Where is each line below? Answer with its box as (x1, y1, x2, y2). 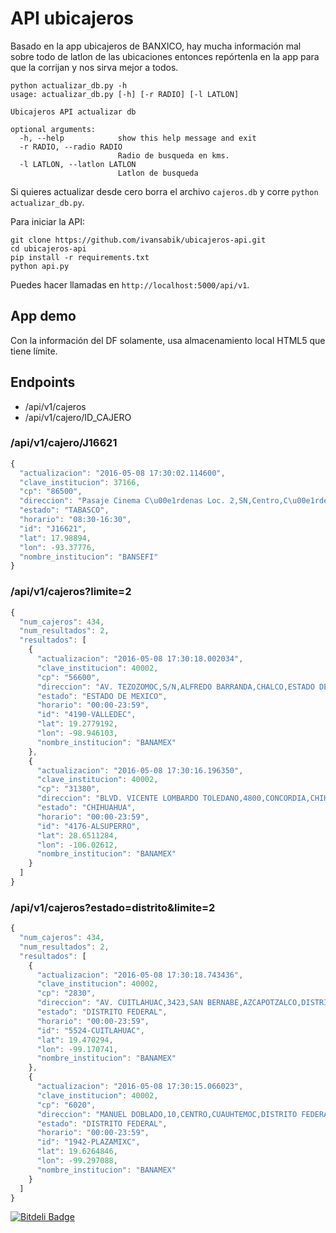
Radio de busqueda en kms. (117, 150, 230, 161)
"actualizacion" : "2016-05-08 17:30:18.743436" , (36, 970, 244, 980)
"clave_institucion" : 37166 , (19, 477, 141, 487)
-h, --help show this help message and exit (19, 133, 257, 143)
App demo (10, 308, 77, 325)
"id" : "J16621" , (19, 523, 87, 534)
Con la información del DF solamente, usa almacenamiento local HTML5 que (10, 334, 326, 346)
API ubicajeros (10, 7, 135, 30)
